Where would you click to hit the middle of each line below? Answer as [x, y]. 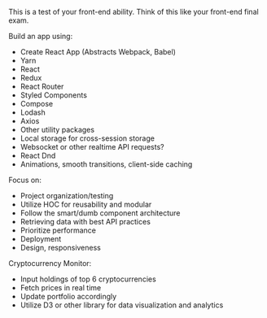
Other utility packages [57, 130]
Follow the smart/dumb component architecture [100, 213]
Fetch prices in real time [61, 288]
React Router [42, 86]
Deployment [41, 239]
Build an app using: [41, 36]
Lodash [33, 112]
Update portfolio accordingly [68, 296]
